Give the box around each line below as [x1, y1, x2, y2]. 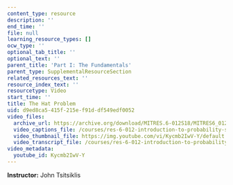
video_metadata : [7, 146, 54, 152]
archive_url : [13, 119, 51, 127]
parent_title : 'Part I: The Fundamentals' [7, 62, 132, 69]
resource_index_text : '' [7, 81, 79, 88]
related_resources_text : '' [7, 74, 89, 82]
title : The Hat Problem [7, 100, 76, 107]
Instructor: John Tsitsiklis [7, 170, 81, 179]
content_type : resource [7, 10, 76, 17]
